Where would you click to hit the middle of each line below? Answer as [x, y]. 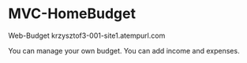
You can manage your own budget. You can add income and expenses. [124, 50]
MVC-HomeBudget [72, 14]
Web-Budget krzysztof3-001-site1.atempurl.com [87, 35]
